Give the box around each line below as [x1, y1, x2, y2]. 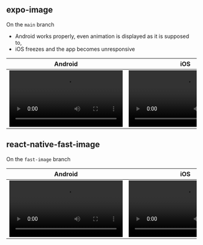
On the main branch [6, 21, 54, 28]
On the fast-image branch [6, 155, 71, 162]
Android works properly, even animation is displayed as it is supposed [14, 33, 189, 40]
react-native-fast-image [6, 139, 100, 150]
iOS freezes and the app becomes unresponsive [14, 45, 135, 52]
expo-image [6, 5, 53, 15]
